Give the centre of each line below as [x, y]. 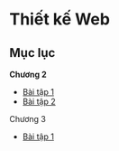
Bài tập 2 [39, 101]
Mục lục [32, 53]
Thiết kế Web [60, 19]
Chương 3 [28, 119]
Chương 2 [28, 74]
